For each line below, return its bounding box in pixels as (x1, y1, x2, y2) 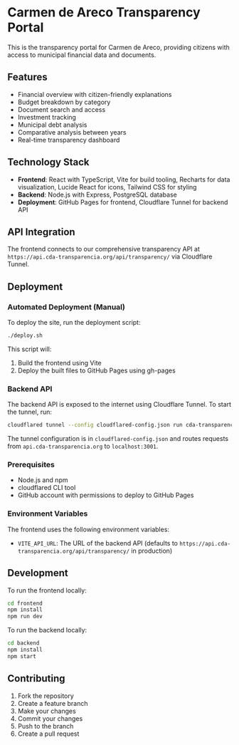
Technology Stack (7, 156, 90, 168)
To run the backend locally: (7, 626, 87, 635)
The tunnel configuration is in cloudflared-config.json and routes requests (7, 434, 229, 443)
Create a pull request (17, 729, 80, 738)
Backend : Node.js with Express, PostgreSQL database (17, 190, 178, 199)
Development (7, 567, 69, 579)
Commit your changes (17, 714, 83, 723)
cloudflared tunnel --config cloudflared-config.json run (7, 422, 183, 429)
